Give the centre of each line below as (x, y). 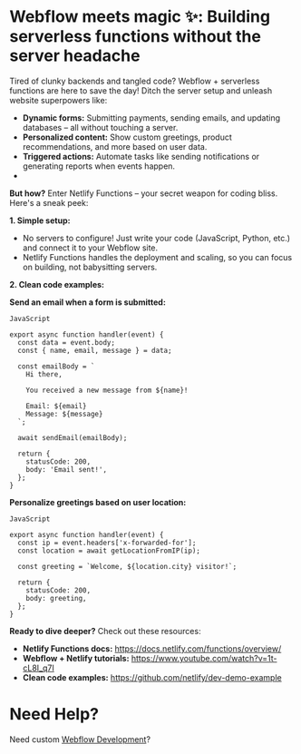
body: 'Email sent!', (66, 469)
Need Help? (54, 715)
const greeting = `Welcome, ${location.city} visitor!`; (127, 566)
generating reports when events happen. (98, 166)
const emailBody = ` (56, 366)
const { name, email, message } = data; (95, 350)
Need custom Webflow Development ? (80, 739)
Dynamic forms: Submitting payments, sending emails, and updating (151, 118)
